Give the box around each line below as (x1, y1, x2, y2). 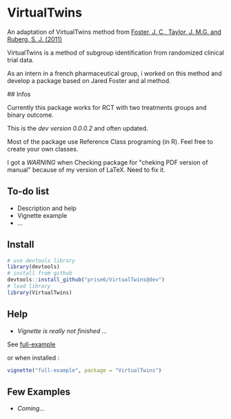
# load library (7, 283, 51, 290)
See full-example (7, 340, 56, 348)
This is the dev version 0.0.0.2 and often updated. (7, 124, 148, 132)
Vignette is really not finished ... (17, 326, 108, 335)
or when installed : (7, 353, 60, 362)
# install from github (7, 270, 72, 277)
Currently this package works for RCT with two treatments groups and (7, 103, 207, 111)
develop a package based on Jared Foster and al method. (7, 76, 171, 84)
